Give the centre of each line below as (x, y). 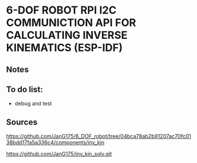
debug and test (33, 104)
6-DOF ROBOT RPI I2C (61, 10)
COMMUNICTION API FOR (71, 23)
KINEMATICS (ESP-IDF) (64, 48)
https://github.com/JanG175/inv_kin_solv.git (59, 154)
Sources (22, 122)
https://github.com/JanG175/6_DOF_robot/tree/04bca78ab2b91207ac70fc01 (98, 137)
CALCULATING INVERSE (67, 35)
